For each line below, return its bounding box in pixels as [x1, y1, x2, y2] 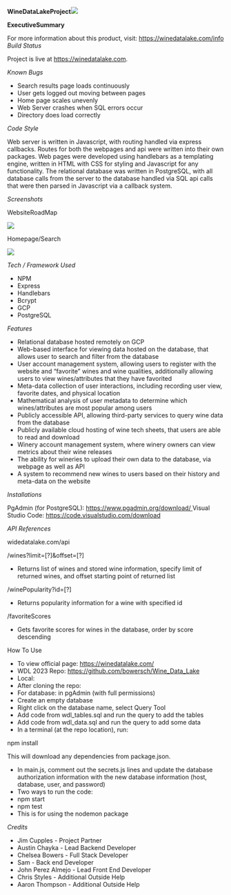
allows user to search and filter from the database [17, 353, 159, 360]
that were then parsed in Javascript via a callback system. [7, 181, 172, 190]
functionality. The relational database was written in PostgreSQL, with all [7, 167, 213, 175]
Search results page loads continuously [17, 81, 130, 90]
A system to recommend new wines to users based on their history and [17, 470, 220, 478]
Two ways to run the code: [17, 787, 93, 796]
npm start [17, 795, 45, 803]
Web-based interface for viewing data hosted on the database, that [17, 345, 209, 353]
